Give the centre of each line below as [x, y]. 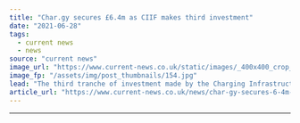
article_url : [33, 92]
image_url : [29, 68]
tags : [19, 34]
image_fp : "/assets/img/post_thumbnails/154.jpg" [104, 76]
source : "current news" [54, 59]
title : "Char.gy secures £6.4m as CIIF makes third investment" [131, 17]
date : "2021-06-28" [46, 26]
